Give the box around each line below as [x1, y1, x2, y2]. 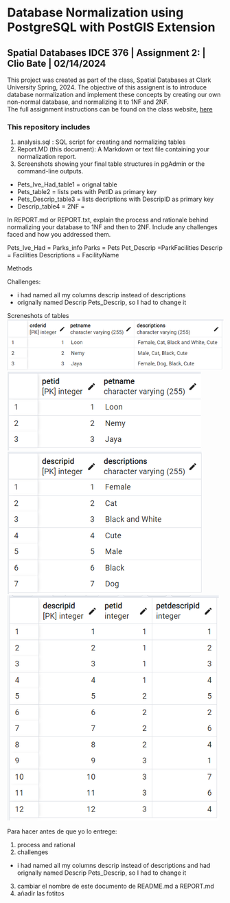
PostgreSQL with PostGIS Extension [7, 19, 216, 35]
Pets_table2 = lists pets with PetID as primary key [16, 188, 157, 196]
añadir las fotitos [16, 889, 65, 897]
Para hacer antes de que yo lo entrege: [7, 827, 117, 836]
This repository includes [7, 122, 91, 131]
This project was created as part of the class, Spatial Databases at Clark [7, 76, 211, 84]
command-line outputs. [16, 167, 84, 176]
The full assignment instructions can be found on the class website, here [7, 105, 213, 113]
